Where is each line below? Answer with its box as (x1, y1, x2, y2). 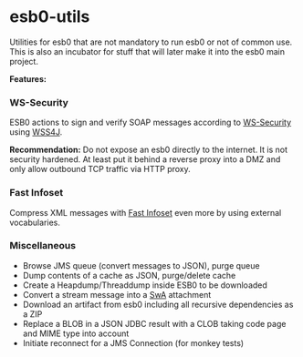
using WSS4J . (9, 127, 63, 138)
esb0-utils (9, 6, 90, 27)
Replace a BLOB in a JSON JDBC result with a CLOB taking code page (22, 318, 287, 329)
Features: (9, 73, 47, 84)
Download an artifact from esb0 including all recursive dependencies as (22, 299, 294, 310)
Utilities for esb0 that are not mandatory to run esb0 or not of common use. (9, 36, 293, 47)
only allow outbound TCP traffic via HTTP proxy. (9, 164, 192, 175)
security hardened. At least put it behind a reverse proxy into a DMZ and (9, 154, 281, 165)
